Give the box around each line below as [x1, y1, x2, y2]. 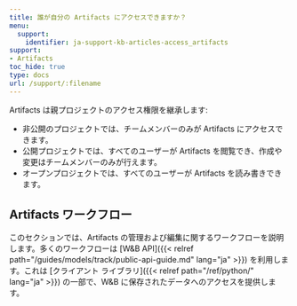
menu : [9, 21, 29, 30]
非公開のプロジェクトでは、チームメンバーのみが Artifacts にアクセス [21, 123, 276, 134]
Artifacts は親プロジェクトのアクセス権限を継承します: [9, 104, 209, 115]
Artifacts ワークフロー [9, 208, 132, 223]
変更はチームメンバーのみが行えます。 [21, 156, 162, 167]
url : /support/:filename [9, 79, 101, 88]
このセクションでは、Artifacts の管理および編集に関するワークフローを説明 [9, 232, 285, 243]
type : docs [9, 71, 50, 80]
